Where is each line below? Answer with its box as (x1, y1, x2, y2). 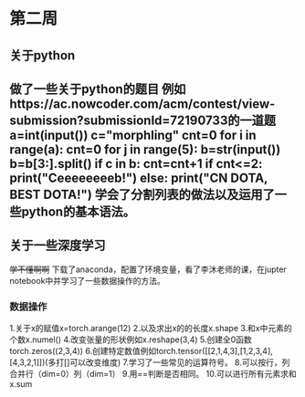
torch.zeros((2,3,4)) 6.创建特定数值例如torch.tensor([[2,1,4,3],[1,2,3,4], (9, 346, 274, 357)
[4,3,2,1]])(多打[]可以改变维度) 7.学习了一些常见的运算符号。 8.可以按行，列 (9, 357, 290, 368)
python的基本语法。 (21, 204, 135, 219)
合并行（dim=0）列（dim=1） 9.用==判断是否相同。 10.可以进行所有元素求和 (9, 369, 297, 380)
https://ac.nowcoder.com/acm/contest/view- (9, 96, 276, 111)
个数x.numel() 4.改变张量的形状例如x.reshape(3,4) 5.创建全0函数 (9, 334, 253, 345)
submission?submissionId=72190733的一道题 (9, 112, 277, 128)
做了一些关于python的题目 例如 (9, 81, 186, 97)
